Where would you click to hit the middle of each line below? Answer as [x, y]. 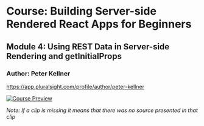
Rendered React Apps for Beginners [99, 24]
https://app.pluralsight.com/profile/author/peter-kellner [76, 86]
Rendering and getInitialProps [64, 56]
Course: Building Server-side [82, 11]
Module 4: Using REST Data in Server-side [88, 47]
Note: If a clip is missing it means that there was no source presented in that [102, 110]
